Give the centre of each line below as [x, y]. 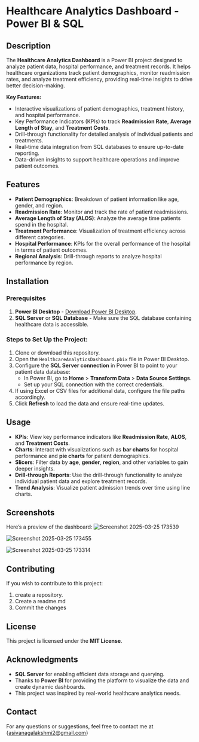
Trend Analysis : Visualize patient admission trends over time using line [102, 487]
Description [28, 46]
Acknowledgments [42, 660]
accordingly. [30, 397]
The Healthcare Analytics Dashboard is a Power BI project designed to [94, 60]
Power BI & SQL [45, 24]
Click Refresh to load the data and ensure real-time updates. [90, 403]
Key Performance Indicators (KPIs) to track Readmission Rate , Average [103, 121]
